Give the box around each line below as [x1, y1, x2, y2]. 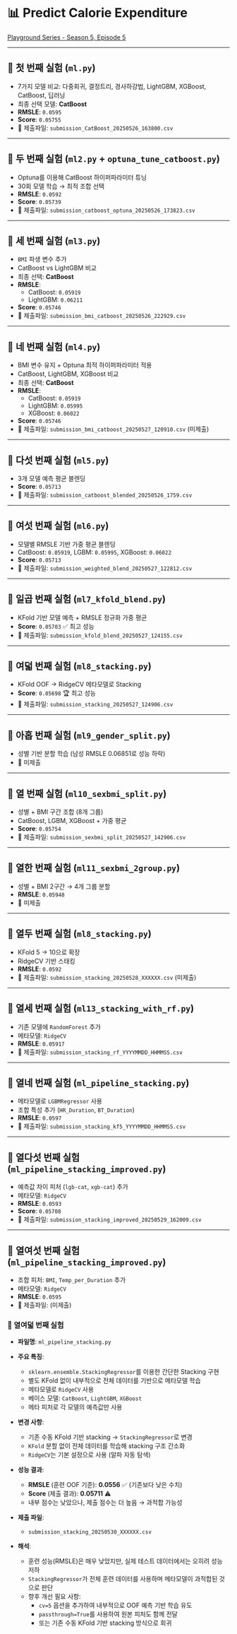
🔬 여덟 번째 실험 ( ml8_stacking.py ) [7, 661, 152, 673]
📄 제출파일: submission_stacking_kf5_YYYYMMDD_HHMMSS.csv [17, 1122, 186, 1130]
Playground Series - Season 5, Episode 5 [7, 32, 126, 42]
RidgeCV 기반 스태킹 [17, 957, 75, 965]
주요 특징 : [17, 1353, 44, 1361]
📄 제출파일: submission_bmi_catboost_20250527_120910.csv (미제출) [17, 425, 209, 434]
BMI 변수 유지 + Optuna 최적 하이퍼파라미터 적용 [17, 361, 152, 369]
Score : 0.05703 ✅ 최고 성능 [17, 622, 95, 630]
